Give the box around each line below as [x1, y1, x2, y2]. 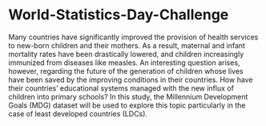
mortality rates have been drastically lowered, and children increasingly [8, 49, 244, 59]
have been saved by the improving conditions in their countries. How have [8, 75, 253, 84]
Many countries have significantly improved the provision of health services [8, 32, 259, 42]
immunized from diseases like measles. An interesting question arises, [8, 58, 240, 67]
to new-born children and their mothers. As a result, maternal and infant [8, 40, 246, 50]
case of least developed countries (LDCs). [8, 108, 148, 118]
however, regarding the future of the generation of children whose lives [8, 66, 244, 75]
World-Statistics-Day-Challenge [8, 6, 229, 24]
